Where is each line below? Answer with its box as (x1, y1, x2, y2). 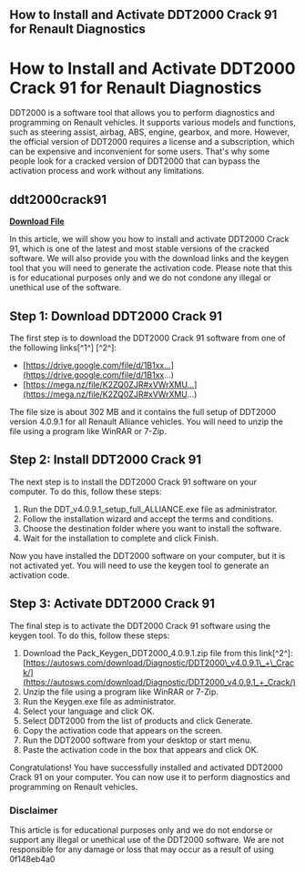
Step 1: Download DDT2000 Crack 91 (9, 309, 223, 324)
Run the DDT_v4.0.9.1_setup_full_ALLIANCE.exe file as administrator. (22, 503, 278, 514)
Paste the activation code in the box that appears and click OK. (22, 744, 259, 755)
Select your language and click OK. (22, 705, 155, 716)
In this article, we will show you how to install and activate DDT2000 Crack (9, 234, 290, 245)
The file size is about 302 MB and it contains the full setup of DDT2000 (9, 406, 277, 417)
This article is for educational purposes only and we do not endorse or (9, 824, 273, 836)
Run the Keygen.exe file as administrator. (22, 695, 177, 706)
